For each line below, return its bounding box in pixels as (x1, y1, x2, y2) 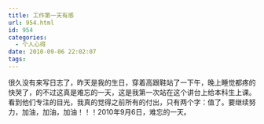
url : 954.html (8, 19, 55, 27)
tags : (8, 56, 26, 64)
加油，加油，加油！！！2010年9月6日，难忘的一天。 (21, 107, 191, 116)
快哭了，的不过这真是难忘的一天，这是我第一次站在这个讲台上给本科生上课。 (8, 87, 256, 97)
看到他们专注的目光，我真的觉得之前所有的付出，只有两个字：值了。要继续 (8, 97, 249, 107)
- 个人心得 (15, 41, 46, 49)
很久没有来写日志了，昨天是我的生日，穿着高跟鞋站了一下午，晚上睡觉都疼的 (8, 78, 256, 87)
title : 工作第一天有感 (8, 11, 75, 20)
